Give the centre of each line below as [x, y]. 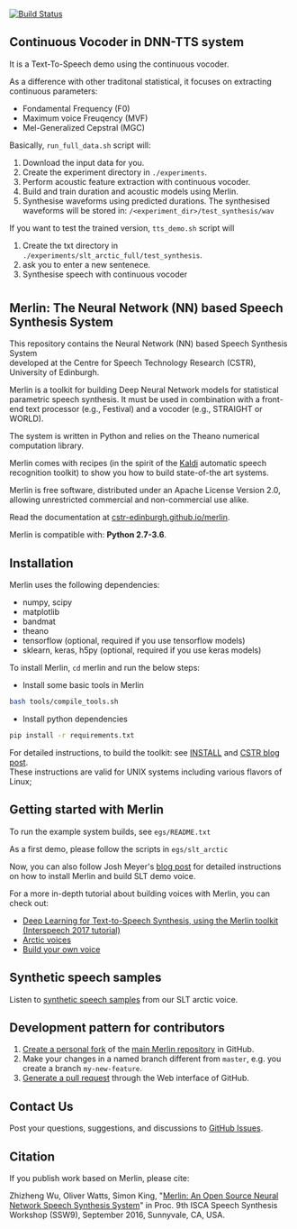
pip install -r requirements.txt [72, 736]
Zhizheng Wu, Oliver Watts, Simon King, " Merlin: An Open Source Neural [144, 1196]
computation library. [46, 445]
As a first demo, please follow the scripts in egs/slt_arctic [119, 848]
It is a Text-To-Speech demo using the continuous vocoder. [119, 64]
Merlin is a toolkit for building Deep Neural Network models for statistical [144, 390]
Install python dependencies [75, 719]
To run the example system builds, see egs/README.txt [110, 831]
